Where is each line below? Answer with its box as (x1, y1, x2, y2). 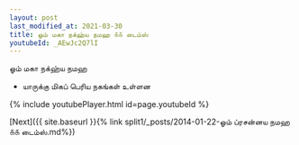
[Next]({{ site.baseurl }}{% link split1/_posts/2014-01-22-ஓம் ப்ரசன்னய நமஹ (9, 116, 291, 127)
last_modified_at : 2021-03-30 (9, 22, 123, 31)
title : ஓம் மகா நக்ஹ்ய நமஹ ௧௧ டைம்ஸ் (9, 30, 149, 39)
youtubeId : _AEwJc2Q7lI (9, 38, 99, 48)
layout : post (9, 13, 59, 23)
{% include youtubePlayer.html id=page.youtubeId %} (9, 99, 210, 110)
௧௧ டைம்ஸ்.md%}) (9, 127, 76, 138)
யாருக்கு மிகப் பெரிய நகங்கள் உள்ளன (22, 81, 151, 92)
